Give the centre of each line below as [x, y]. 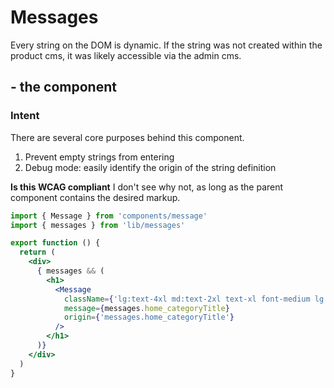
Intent [25, 116]
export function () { [55, 243]
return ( [37, 252]
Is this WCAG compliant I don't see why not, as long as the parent [147, 187]
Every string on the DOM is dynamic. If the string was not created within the [166, 45]
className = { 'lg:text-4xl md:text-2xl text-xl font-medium [187, 299]
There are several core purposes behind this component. [127, 137]
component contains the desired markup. [95, 197]
